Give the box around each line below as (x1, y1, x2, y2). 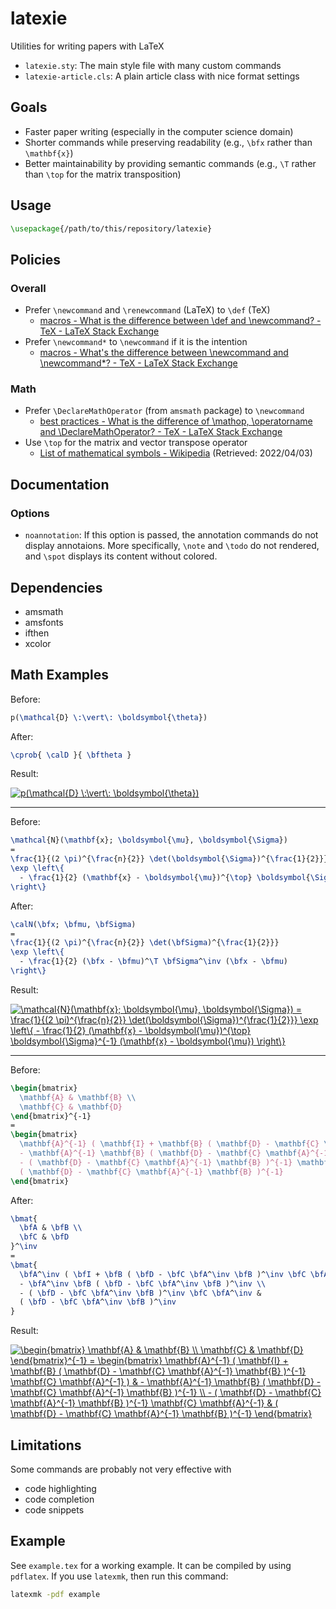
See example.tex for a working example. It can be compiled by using (10, 1559, 292, 1571)
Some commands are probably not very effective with (10, 1463, 232, 1476)
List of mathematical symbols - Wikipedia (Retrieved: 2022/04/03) (39, 447, 313, 459)
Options (10, 506, 50, 520)
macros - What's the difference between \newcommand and (39, 347, 289, 359)
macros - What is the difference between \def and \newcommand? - (39, 315, 322, 327)
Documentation (10, 476, 110, 493)
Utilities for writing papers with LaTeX (10, 40, 165, 52)
